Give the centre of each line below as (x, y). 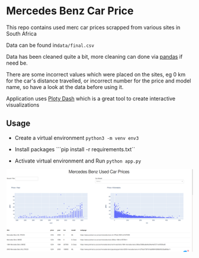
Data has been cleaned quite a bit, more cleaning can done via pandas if (94, 56)
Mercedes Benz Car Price (70, 11)
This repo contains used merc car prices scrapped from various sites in (93, 27)
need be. (17, 63)
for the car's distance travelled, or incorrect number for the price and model (99, 81)
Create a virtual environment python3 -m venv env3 (77, 138)
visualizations (23, 104)
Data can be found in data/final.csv (50, 45)
